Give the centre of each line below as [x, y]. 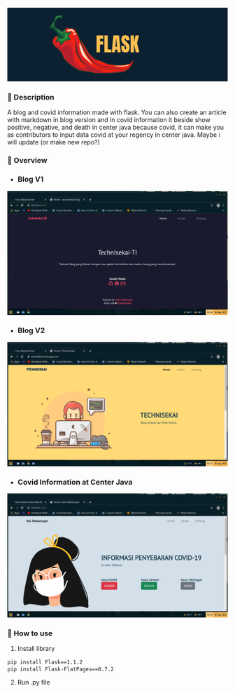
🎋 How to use [30, 633]
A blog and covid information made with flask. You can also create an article [117, 112]
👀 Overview [27, 161]
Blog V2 [31, 330]
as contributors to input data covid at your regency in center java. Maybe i [114, 135]
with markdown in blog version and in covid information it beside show [109, 120]
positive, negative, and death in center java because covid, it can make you [116, 128]
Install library [36, 649]
